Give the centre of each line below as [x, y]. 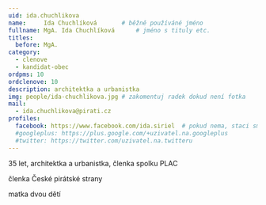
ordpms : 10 [26, 74]
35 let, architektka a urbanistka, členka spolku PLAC [93, 163]
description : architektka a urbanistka [74, 89]
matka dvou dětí [34, 194]
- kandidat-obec [42, 67]
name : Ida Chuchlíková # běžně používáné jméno [106, 23]
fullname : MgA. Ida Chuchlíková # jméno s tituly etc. [110, 30]
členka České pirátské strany [55, 178]
